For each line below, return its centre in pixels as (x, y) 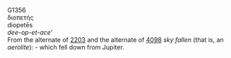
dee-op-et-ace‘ (30, 32)
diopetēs (20, 25)
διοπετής (20, 17)
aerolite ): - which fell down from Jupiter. (66, 47)
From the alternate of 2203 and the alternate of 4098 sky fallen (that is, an (115, 40)
